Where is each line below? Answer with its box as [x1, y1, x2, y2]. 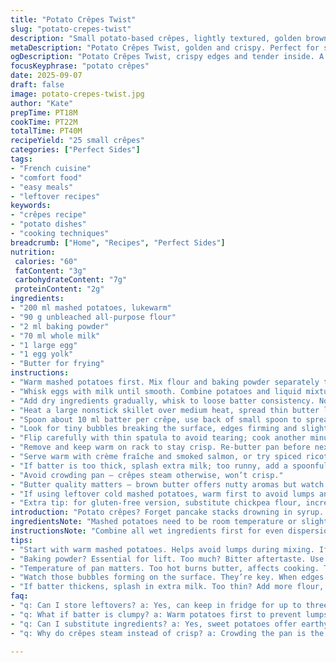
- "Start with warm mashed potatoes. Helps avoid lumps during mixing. [10, 544, 315, 555]
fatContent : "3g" [14, 266, 87, 276]
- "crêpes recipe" [10, 210, 87, 220]
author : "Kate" [10, 98, 74, 108]
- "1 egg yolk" [10, 349, 74, 360]
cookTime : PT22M [10, 117, 78, 127]
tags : [10, 154, 33, 164]
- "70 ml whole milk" [10, 331, 101, 341]
